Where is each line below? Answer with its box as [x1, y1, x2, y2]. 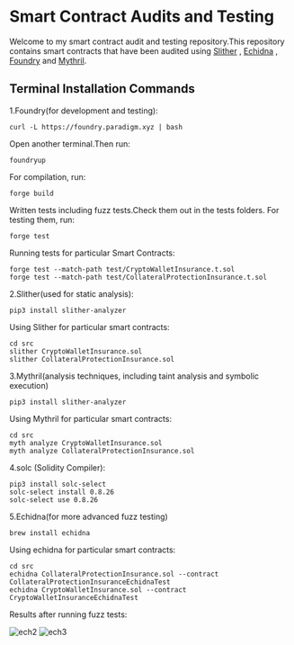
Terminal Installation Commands [9, 81, 195, 96]
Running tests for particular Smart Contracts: [9, 247, 175, 258]
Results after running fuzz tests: [9, 609, 128, 620]
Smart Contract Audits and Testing [9, 6, 274, 27]
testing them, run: [9, 214, 75, 225]
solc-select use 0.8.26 [9, 495, 99, 505]
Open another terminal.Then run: [9, 138, 130, 149]
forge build [9, 189, 54, 198]
